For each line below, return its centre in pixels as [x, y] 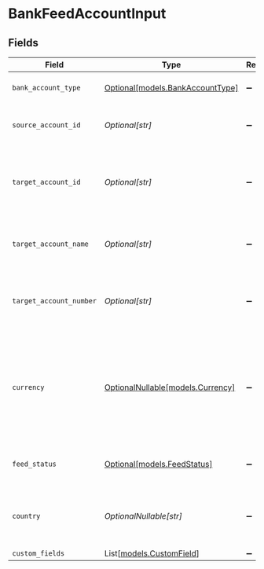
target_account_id [46, 182]
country [26, 516]
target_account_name [50, 244]
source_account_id [46, 125]
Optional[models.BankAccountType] [171, 88]
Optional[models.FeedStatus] [158, 464]
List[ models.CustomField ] [152, 553]
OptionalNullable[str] [143, 516]
